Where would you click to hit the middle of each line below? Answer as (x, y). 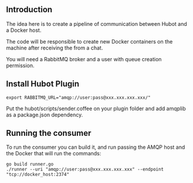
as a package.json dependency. (45, 115)
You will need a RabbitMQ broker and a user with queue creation (84, 59)
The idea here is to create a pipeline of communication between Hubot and (97, 24)
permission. (20, 65)
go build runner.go (30, 164)
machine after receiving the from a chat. (55, 48)
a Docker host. (24, 30)
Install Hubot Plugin (43, 84)
